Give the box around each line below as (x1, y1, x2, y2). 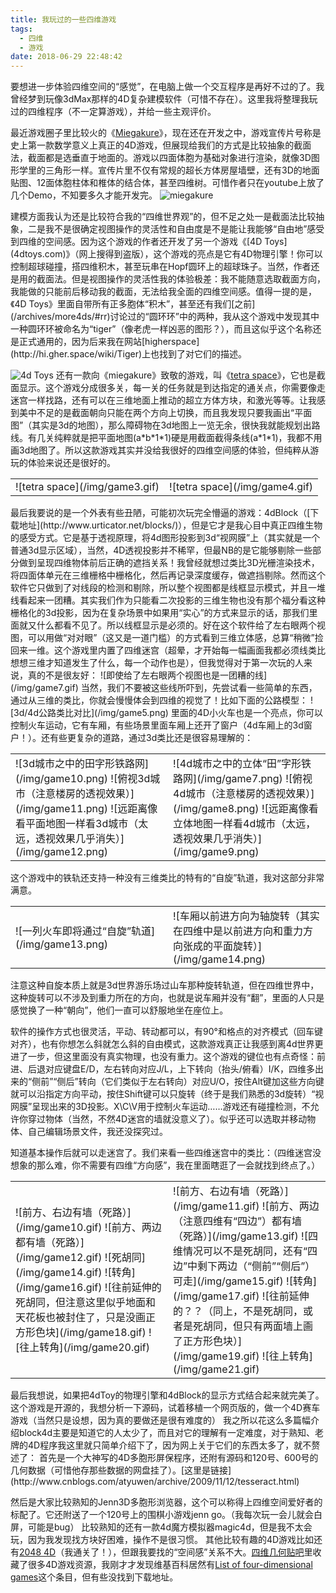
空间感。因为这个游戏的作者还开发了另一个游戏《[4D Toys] (44, 236, 288, 248)
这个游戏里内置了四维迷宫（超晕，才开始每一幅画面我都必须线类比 (53, 644, 326, 656)
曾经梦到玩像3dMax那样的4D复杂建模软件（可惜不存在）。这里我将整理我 (10, 93, 310, 105)
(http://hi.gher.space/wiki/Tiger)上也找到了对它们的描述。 (10, 348, 248, 360)
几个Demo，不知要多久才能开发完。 (10, 189, 158, 201)
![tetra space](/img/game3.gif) (15, 480, 160, 494)
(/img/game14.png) (173, 952, 266, 966)
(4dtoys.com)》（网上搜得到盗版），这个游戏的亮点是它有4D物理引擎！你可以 (10, 248, 323, 260)
